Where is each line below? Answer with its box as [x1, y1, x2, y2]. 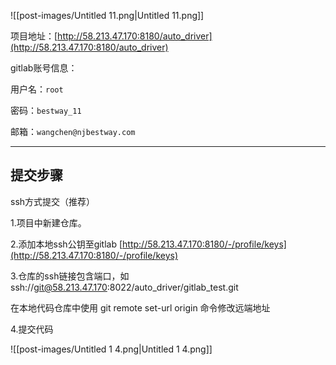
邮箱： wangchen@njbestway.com [10, 126, 136, 137]
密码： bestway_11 [10, 105, 82, 116]
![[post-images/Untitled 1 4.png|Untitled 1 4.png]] [10, 343, 213, 355]
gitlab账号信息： [10, 62, 78, 74]
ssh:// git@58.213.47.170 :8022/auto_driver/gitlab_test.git [10, 281, 239, 293]
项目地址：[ [10, 30, 58, 42]
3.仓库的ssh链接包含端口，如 [10, 270, 130, 282]
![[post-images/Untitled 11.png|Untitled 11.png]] [10, 10, 205, 21]
